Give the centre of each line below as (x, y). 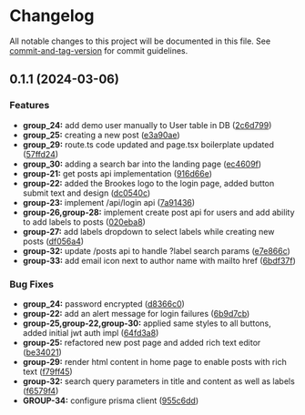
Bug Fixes (32, 284)
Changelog (52, 16)
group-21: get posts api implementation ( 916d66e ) (117, 173)
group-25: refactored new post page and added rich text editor (142, 342)
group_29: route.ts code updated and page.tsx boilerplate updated (148, 144)
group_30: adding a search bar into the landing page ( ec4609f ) (142, 164)
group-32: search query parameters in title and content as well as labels (159, 381)
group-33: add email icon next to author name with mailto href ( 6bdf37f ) (159, 260)
